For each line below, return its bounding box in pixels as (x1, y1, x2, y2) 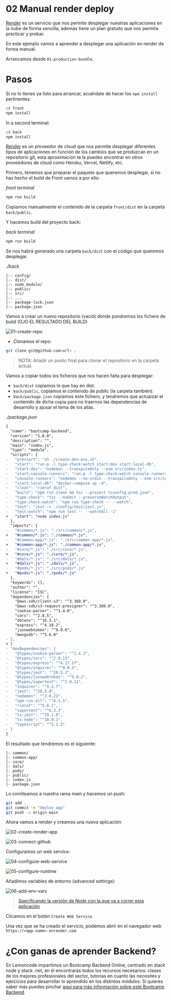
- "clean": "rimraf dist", (6, 485, 67, 491)
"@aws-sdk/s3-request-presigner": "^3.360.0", (15, 604, 115, 609)
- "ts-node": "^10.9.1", (6, 717, 63, 723)
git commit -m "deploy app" (6, 805, 65, 810)
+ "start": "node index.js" (6, 513, 70, 519)
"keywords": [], (10, 580, 45, 585)
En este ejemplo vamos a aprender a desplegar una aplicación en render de (6, 40, 164, 46)
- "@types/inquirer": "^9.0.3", (6, 665, 79, 670)
